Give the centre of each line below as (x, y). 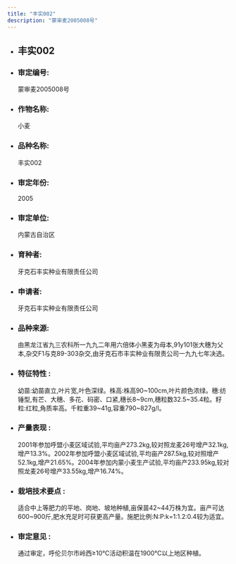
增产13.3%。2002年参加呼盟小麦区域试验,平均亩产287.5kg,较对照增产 (118, 453)
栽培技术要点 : (41, 491)
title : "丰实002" (32, 14)
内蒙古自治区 (36, 235)
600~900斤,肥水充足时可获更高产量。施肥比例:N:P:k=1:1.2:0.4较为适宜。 (122, 517)
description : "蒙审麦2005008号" (53, 20)
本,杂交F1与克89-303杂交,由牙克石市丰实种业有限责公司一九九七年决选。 (123, 354)
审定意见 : (34, 537)
